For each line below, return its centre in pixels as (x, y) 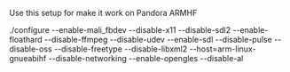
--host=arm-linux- (223, 49)
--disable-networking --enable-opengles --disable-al (146, 58)
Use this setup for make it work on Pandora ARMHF (103, 13)
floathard (26, 40)
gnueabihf (28, 58)
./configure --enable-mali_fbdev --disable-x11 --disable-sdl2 (120, 30)
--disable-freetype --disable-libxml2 (121, 49)
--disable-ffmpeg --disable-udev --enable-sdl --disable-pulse (158, 40)
